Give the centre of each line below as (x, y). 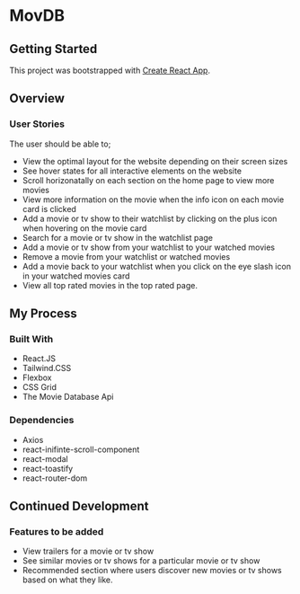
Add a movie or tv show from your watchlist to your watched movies (149, 247)
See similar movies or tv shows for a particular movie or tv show (141, 561)
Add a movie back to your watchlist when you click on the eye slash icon (157, 266)
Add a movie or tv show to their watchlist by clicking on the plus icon (150, 218)
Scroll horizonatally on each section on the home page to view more (148, 180)
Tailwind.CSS (47, 368)
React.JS (39, 359)
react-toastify (48, 468)
